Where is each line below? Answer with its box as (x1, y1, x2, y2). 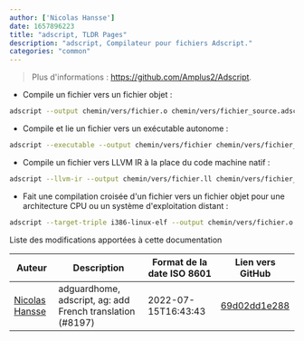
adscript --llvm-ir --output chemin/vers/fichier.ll (9, 174, 213, 184)
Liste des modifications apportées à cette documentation (9, 234, 223, 245)
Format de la (152, 255, 208, 268)
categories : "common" (9, 47, 91, 56)
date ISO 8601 (147, 267, 212, 279)
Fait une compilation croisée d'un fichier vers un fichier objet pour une (22, 191, 285, 202)
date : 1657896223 (9, 22, 75, 31)
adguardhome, (58, 282, 120, 295)
